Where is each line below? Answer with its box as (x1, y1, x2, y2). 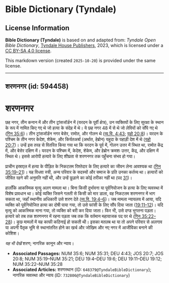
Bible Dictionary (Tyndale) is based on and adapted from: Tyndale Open (5, 37, 156, 43)
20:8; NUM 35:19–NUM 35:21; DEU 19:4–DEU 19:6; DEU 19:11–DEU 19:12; (12, 256, 162, 262)
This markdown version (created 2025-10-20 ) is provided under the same (5, 58, 156, 64)
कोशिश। (5, 231, 20, 237)
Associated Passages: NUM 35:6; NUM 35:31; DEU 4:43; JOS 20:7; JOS (12, 251, 164, 257)
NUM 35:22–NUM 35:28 (12, 261, 63, 267)
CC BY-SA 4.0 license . (5, 48, 52, 53)
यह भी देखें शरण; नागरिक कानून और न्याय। (5, 241, 74, 247)
